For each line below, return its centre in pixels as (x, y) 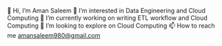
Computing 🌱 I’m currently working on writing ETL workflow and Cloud (108, 18)
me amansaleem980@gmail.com (54, 35)
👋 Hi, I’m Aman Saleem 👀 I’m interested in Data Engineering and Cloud (106, 11)
